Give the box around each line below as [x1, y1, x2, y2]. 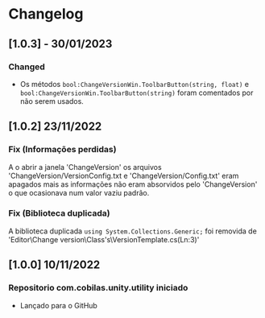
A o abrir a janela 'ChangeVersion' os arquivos [8, 162, 163, 171]
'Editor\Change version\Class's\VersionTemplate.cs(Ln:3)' [8, 234, 200, 244]
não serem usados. [19, 96, 85, 105]
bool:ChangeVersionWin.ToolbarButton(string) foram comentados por [19, 88, 254, 97]
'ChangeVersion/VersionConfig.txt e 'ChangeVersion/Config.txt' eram [8, 171, 239, 180]
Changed [8, 61, 46, 72]
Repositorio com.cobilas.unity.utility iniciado [8, 283, 188, 294]
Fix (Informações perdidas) [8, 144, 117, 155]
